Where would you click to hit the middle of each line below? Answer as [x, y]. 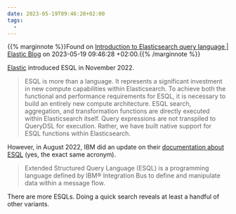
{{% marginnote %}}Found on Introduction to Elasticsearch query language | [118, 47]
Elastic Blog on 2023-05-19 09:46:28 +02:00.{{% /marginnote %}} [104, 54]
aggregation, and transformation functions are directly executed [117, 111]
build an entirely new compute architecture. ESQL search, [108, 104]
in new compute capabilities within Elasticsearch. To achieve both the [125, 89]
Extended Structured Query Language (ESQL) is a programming [117, 168]
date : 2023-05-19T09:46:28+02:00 [56, 14]
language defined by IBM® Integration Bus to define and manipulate [123, 175]
